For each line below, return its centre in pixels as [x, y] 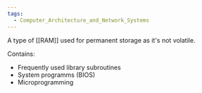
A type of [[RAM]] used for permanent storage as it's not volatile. [101, 40]
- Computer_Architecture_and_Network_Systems [82, 20]
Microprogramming [45, 82]
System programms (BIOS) [56, 75]
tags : [15, 14]
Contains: [21, 54]
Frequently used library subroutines [69, 67]
